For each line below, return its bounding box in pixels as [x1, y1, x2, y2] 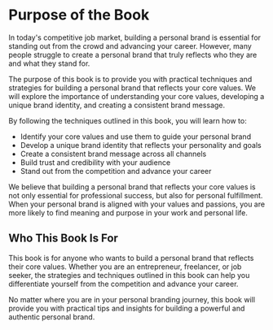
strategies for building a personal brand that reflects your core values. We [8, 83, 257, 93]
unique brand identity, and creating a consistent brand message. [8, 100, 226, 110]
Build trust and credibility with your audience [20, 157, 171, 167]
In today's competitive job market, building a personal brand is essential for [8, 33, 262, 42]
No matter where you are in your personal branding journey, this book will [8, 294, 255, 304]
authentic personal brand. [8, 311, 95, 322]
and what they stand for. [8, 59, 90, 68]
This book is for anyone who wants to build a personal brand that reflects [8, 253, 254, 263]
